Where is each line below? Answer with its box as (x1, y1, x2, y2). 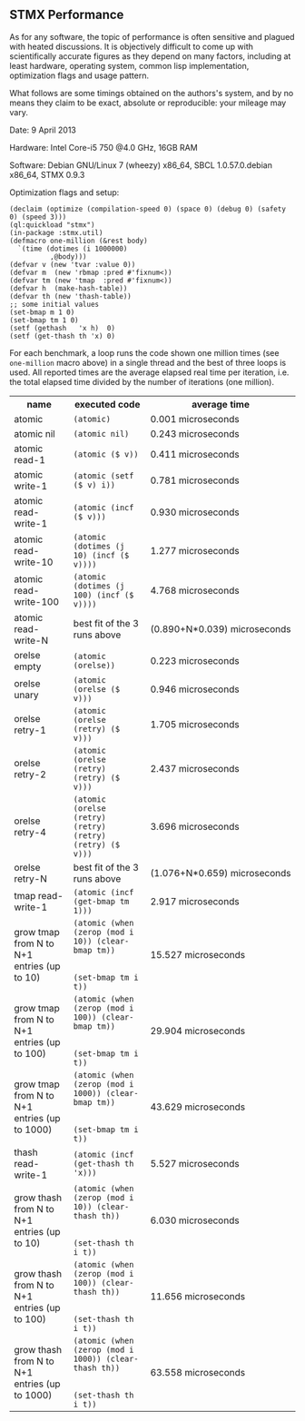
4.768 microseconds (150, 584, 240, 597)
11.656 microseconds (150, 1289, 246, 1302)
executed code (74, 398, 141, 410)
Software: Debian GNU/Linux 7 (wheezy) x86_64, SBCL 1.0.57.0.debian (9, 159, 272, 171)
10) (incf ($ (73, 549, 130, 560)
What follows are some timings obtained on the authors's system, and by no (9, 87, 294, 98)
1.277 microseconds (150, 544, 240, 557)
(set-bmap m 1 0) (9, 308, 75, 317)
